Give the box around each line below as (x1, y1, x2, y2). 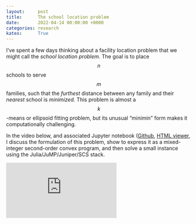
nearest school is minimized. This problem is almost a (6, 96, 137, 103)
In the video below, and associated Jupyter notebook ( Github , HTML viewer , (6, 132, 191, 139)
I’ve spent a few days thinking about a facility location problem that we (6, 47, 178, 54)
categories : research (6, 25, 59, 31)
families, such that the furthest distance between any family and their (6, 90, 175, 97)
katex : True (6, 31, 49, 37)
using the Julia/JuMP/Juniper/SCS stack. (6, 151, 105, 158)
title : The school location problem (6, 14, 109, 20)
